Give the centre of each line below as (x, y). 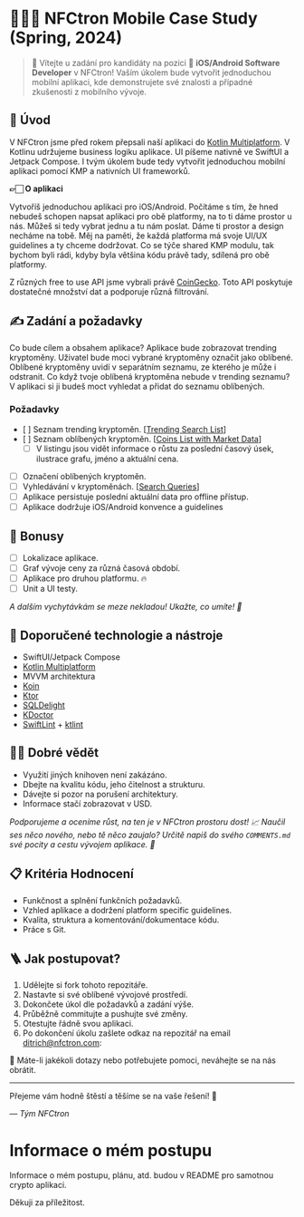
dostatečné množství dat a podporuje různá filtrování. (109, 291)
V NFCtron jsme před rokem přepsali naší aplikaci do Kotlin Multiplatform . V (150, 142)
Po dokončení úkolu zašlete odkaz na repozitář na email (126, 1033)
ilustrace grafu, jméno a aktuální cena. (107, 459)
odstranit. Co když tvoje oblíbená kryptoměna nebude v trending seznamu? (150, 376)
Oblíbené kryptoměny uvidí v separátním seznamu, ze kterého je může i (143, 367)
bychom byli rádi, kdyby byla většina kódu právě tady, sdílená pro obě (139, 255)
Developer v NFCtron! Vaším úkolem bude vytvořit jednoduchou (151, 72)
